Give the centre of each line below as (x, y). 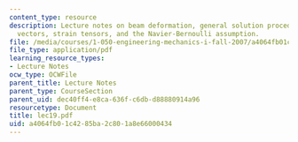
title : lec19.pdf (41, 116)
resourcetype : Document (53, 108)
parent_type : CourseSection (61, 91)
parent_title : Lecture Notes (63, 83)
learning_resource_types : (57, 58)
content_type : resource (53, 17)
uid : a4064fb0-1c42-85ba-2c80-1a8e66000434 (91, 124)
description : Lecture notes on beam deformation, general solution (137, 26)
